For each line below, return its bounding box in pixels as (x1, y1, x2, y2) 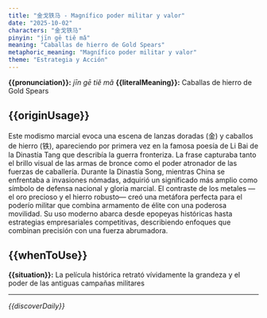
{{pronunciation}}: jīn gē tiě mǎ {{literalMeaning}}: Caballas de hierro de (8, 77, 253, 87)
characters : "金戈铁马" (8, 26, 82, 34)
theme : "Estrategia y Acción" (8, 56, 109, 64)
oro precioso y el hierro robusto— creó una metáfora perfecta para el (15, 192, 242, 201)
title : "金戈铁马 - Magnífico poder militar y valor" (8, 11, 185, 20)
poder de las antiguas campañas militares (8, 278, 145, 288)
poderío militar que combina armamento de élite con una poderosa (8, 200, 227, 210)
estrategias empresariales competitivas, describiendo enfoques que (8, 217, 231, 227)
